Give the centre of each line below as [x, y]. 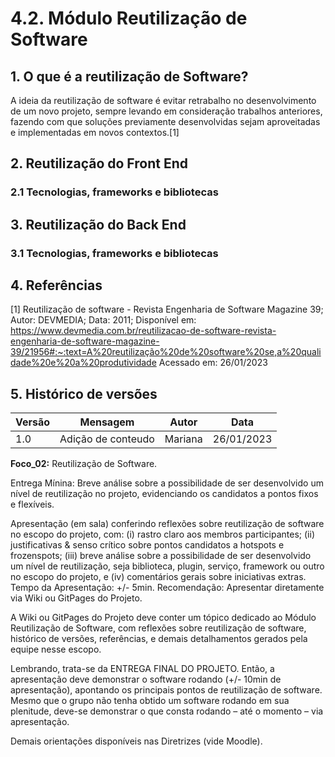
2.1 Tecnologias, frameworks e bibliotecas [114, 192]
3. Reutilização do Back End [98, 224]
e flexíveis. [32, 504]
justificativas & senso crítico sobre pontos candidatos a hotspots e [147, 545]
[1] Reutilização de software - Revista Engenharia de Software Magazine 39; [167, 309]
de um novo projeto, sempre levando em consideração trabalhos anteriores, [166, 111]
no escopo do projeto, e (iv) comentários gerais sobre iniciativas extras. [158, 577]
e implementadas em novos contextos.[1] [95, 132]
